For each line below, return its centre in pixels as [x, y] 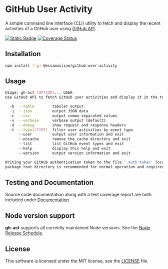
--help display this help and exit [64, 149]
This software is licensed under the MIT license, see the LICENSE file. [77, 261]
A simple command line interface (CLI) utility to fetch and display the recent [83, 23]
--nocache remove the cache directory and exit [74, 139]
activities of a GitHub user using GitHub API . [51, 28]
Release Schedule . [24, 233]
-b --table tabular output [47, 106]
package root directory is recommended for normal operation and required [85, 167]
